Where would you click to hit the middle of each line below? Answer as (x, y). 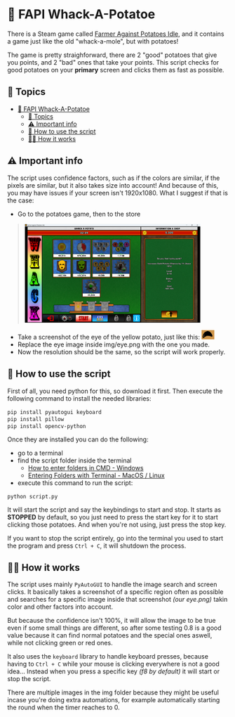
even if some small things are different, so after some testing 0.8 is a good (114, 628)
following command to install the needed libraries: (80, 398)
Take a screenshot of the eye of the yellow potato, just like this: (108, 337)
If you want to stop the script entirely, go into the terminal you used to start (115, 538)
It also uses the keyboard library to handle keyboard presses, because (108, 657)
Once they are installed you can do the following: (78, 439)
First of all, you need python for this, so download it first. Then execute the (115, 391)
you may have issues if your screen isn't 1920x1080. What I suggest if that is (117, 193)
